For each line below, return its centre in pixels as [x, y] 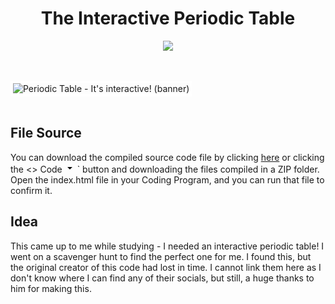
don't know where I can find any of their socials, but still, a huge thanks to [162, 278]
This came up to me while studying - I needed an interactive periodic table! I [167, 246]
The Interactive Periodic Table [168, 18]
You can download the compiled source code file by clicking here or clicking [167, 157]
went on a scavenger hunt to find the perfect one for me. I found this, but [161, 256]
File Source [46, 133]
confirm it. [31, 190]
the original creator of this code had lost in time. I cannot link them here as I [166, 267]
